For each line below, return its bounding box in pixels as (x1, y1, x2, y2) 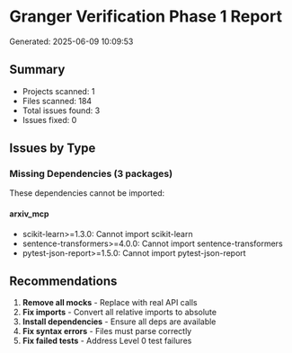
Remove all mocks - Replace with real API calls (22, 297, 198, 308)
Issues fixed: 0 (22, 114, 77, 125)
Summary (9, 62, 66, 77)
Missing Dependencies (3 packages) (9, 168, 173, 181)
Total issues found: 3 (22, 105, 101, 116)
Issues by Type (9, 141, 96, 156)
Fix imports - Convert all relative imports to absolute (22, 307, 217, 318)
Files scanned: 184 (22, 95, 93, 106)
